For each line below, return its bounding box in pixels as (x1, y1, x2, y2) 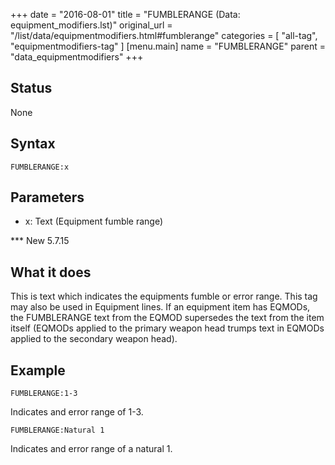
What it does (10, 264, 92, 281)
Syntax (10, 135, 56, 153)
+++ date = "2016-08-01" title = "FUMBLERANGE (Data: (10, 9, 241, 20)
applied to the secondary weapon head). (10, 333, 178, 345)
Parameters (10, 189, 85, 206)
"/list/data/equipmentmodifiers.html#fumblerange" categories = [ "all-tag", (10, 30, 318, 41)
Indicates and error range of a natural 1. (10, 443, 173, 455)
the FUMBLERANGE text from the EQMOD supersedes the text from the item (10, 312, 325, 324)
